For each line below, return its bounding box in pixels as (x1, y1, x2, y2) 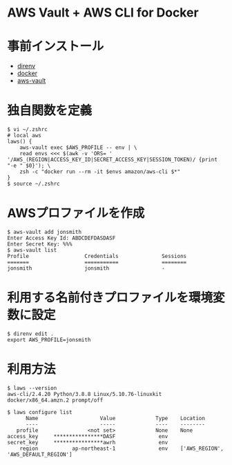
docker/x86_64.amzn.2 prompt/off (7, 397, 104, 404)
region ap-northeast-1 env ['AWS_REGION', (19, 445, 224, 452)
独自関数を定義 (7, 103, 93, 119)
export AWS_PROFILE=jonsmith (7, 336, 91, 343)
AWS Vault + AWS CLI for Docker (7, 5, 199, 21)
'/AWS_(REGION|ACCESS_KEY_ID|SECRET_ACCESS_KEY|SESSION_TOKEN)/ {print (7, 157, 217, 164)
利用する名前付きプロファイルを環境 (7, 290, 213, 306)
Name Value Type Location (25, 415, 206, 422)
